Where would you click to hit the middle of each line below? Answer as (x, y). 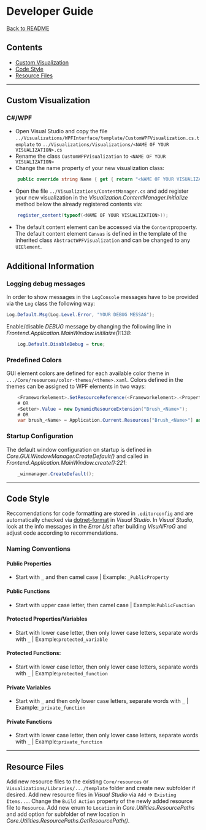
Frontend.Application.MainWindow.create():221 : (67, 462)
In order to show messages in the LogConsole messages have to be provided (103, 297)
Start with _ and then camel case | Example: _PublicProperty (92, 577)
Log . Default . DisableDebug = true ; (61, 344)
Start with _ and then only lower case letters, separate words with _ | (102, 701)
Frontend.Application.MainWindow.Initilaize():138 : (69, 333)
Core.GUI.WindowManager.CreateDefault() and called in (78, 456)
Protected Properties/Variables (47, 619)
